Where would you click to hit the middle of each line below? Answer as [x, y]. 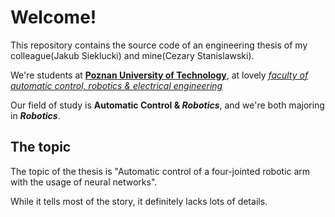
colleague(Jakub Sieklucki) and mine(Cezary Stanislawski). [132, 55]
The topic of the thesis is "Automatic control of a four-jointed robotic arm [160, 171]
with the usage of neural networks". [84, 182]
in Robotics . [35, 115]
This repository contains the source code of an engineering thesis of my [159, 45]
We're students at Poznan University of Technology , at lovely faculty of [159, 75]
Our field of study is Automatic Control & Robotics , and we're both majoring [167, 105]
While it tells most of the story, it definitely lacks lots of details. [139, 201]
